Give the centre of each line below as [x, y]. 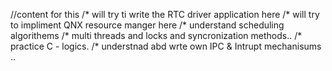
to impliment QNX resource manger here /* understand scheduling [147, 25]
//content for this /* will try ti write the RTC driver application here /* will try [165, 14]
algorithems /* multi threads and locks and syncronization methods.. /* [156, 35]
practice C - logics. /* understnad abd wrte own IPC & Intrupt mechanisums [166, 46]
